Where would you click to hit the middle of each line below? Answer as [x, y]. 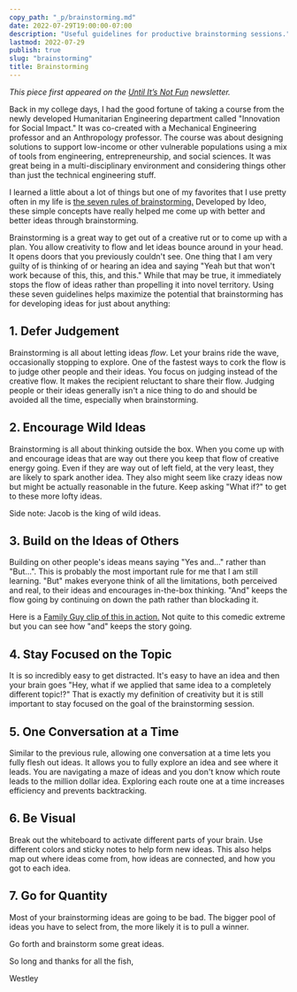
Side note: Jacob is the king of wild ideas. [85, 513]
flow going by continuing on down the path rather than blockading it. [134, 600]
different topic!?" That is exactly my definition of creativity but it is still [136, 694]
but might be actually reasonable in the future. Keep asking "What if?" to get [148, 486]
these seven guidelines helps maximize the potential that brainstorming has [146, 294]
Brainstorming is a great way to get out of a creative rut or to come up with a [148, 237]
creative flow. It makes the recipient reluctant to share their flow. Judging [142, 381]
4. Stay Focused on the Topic [91, 654]
